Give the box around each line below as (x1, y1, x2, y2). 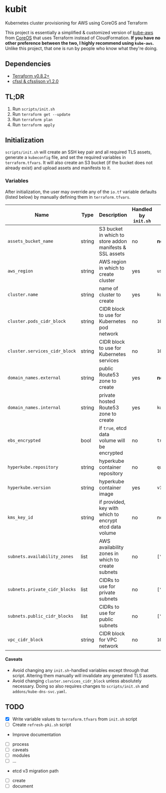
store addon (98, 237, 127, 244)
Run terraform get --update (12, 111, 71, 117)
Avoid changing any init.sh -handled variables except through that (12, 667, 149, 673)
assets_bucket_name (7, 238, 53, 244)
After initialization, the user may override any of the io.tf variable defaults (5, 189, 157, 195)
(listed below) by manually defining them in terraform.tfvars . (5, 194, 131, 200)
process (12, 741, 29, 747)
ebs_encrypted (7, 437, 41, 443)
